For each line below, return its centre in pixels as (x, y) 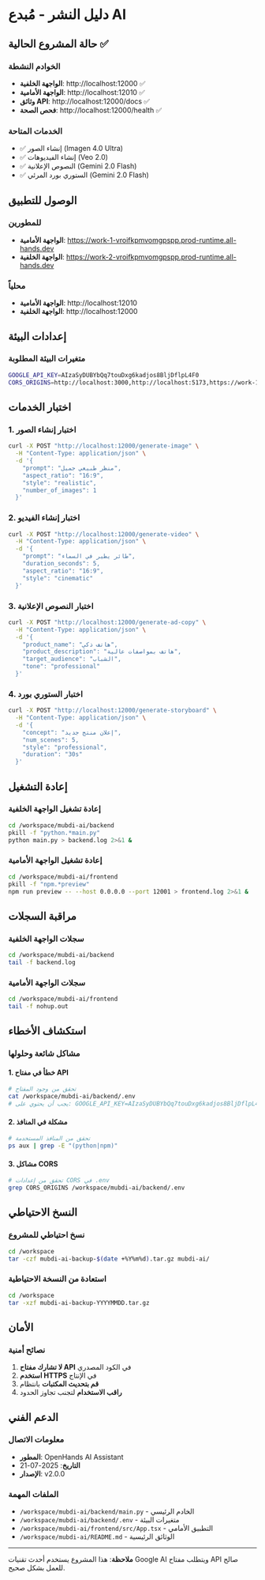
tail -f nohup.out (38, 1007)
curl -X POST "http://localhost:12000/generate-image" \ (104, 446)
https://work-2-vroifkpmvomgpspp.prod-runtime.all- (151, 257)
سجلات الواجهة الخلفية (46, 939)
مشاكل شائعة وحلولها (44, 1053)
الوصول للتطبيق (43, 200)
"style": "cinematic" (58, 578)
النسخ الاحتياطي (43, 1213)
